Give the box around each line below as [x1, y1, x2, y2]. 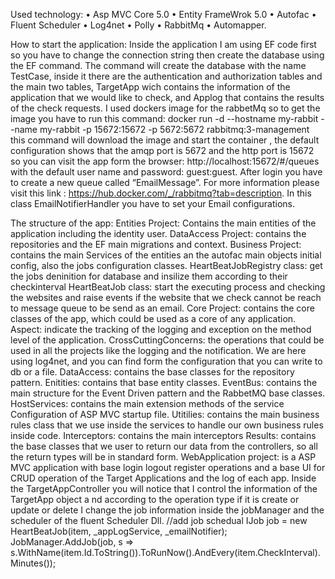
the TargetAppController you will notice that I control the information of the [10, 483, 318, 494]
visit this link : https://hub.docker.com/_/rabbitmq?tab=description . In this [10, 187, 312, 199]
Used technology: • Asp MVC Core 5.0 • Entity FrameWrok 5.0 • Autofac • [10, 9, 317, 20]
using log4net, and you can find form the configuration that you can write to [10, 355, 323, 367]
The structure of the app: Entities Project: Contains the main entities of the [10, 217, 317, 229]
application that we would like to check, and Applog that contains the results [10, 92, 325, 103]
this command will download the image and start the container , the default [10, 134, 320, 146]
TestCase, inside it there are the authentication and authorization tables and [10, 70, 323, 82]
